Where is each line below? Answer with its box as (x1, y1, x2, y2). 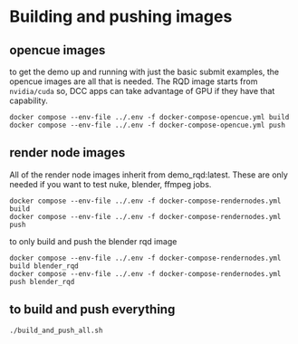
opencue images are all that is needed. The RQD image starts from (9, 76, 258, 87)
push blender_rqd (9, 277, 75, 286)
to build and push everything (9, 301, 176, 318)
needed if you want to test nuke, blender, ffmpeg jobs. (9, 178, 212, 189)
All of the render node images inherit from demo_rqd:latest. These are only (9, 169, 288, 180)
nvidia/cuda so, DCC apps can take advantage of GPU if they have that (9, 86, 275, 96)
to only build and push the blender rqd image (9, 235, 178, 246)
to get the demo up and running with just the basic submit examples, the (9, 66, 280, 77)
